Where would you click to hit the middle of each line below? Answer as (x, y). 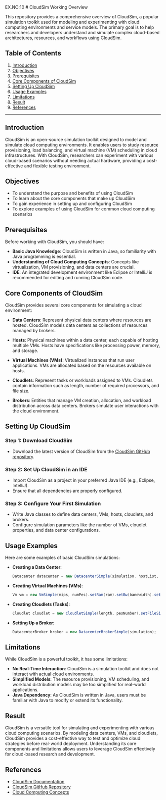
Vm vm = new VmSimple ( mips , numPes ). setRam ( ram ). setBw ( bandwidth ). (83, 595)
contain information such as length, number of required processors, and (85, 386)
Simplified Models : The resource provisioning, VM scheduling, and (81, 679)
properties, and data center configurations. (56, 530)
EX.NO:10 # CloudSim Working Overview (46, 7)
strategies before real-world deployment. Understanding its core (71, 744)
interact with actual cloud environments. (53, 674)
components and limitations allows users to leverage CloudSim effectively (80, 749)
